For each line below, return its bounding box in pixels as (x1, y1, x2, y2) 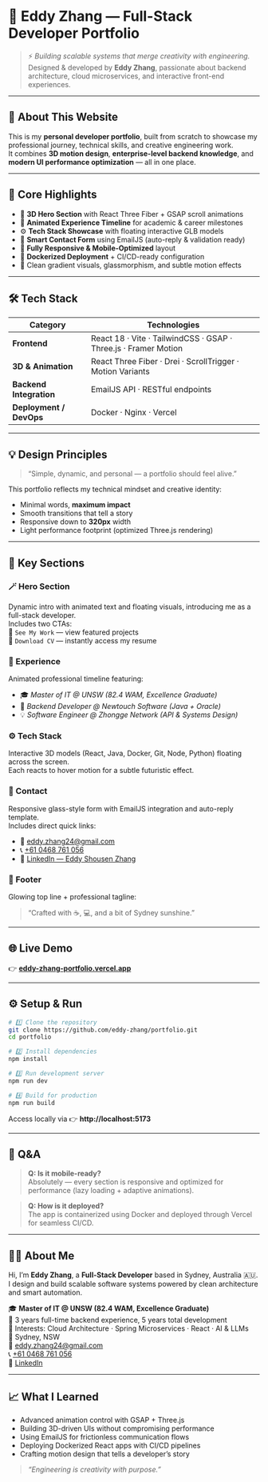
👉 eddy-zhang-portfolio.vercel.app (8, 963, 132, 973)
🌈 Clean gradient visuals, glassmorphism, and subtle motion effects (19, 260, 242, 270)
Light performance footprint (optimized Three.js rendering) (19, 526, 214, 535)
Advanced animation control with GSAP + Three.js (19, 1416, 185, 1424)
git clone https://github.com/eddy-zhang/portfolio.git (8, 1026, 198, 1034)
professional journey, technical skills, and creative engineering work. (8, 140, 234, 150)
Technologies (147, 319, 200, 330)
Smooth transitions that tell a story (19, 508, 133, 519)
